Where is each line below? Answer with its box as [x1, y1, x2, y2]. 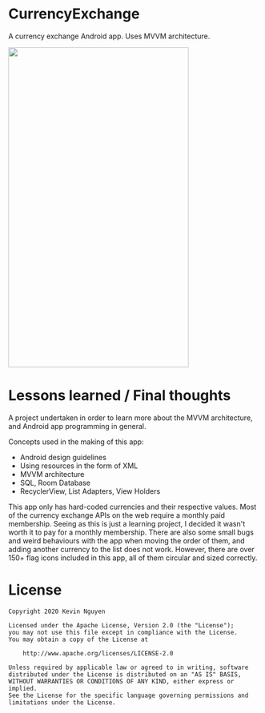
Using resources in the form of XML [19, 461, 139, 471]
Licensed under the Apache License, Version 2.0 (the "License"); [8, 621, 235, 629]
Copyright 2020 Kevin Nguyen [8, 607, 106, 615]
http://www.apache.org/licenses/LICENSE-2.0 [22, 649, 174, 657]
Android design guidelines [19, 452, 106, 462]
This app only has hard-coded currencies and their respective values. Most [8, 502, 257, 511]
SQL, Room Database [19, 478, 90, 487]
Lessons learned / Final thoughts [8, 387, 231, 405]
